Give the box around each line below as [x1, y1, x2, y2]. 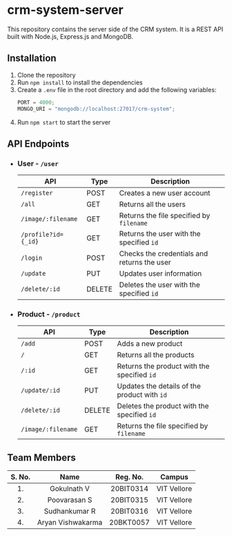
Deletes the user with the [119, 280, 200, 289]
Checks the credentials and [119, 249, 209, 258]
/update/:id [20, 386, 60, 395]
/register [20, 189, 53, 197]
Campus [159, 472, 188, 482]
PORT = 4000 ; [17, 99, 55, 106]
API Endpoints [7, 138, 70, 150]
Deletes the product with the [117, 401, 209, 411]
